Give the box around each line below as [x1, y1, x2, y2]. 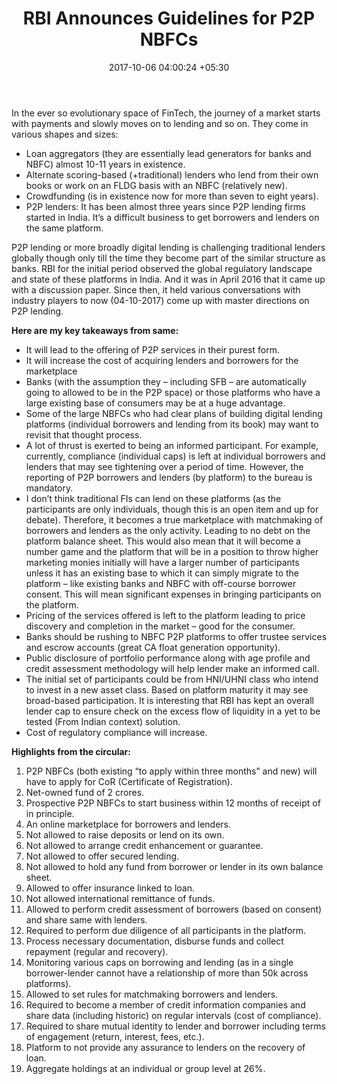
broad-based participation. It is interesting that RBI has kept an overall [25, 694, 314, 706]
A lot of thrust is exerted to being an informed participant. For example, [25, 439, 319, 451]
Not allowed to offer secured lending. [25, 850, 180, 862]
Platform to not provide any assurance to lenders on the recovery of [25, 1041, 306, 1053]
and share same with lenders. [25, 913, 148, 926]
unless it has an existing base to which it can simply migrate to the [25, 567, 299, 579]
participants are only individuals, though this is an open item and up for [25, 503, 319, 515]
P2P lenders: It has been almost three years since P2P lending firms [25, 200, 306, 212]
